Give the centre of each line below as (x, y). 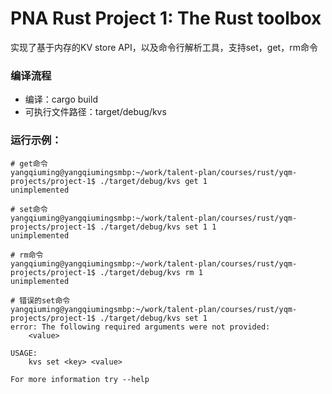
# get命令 (29, 163)
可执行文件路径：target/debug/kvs (95, 112)
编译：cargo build (61, 99)
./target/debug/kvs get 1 (153, 181)
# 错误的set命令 (40, 300)
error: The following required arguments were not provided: (140, 327)
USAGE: (24, 353)
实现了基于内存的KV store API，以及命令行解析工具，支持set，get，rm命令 (164, 47)
